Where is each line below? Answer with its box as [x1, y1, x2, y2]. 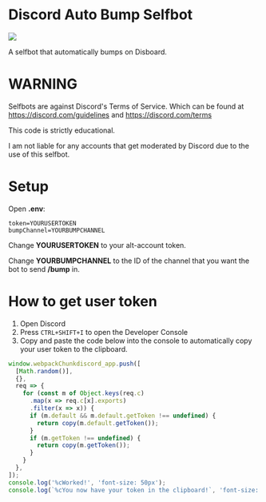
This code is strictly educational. [8, 125, 116, 135]
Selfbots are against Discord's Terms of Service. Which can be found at [8, 102, 244, 111]
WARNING [8, 75, 77, 94]
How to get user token [8, 293, 157, 310]
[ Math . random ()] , [15, 367, 73, 375]
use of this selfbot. [8, 149, 70, 159]
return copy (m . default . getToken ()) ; [37, 419, 159, 427]
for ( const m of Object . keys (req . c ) [22, 389, 145, 397]
